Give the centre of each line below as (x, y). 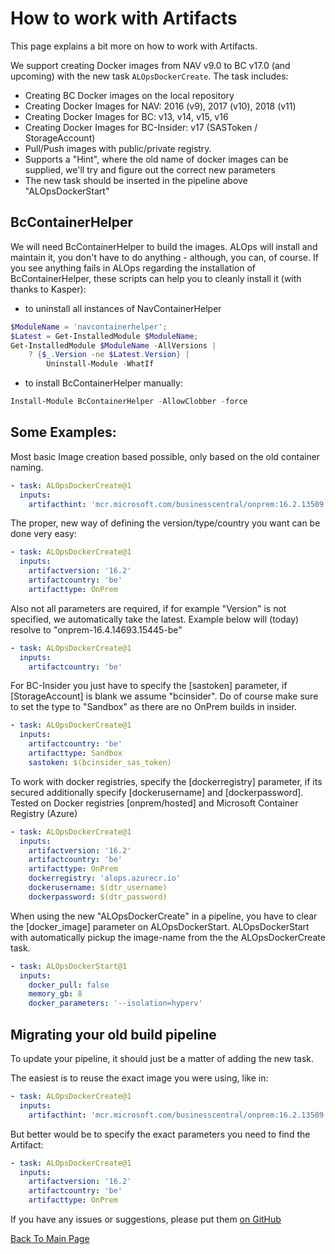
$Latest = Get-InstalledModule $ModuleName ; (104, 336)
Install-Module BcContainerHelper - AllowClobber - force (129, 402)
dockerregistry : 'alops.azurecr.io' (105, 878)
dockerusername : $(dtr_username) (98, 888)
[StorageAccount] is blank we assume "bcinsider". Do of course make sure (164, 696)
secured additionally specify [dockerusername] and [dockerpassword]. (157, 792)
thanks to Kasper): (48, 289)
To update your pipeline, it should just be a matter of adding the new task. (162, 1058)
